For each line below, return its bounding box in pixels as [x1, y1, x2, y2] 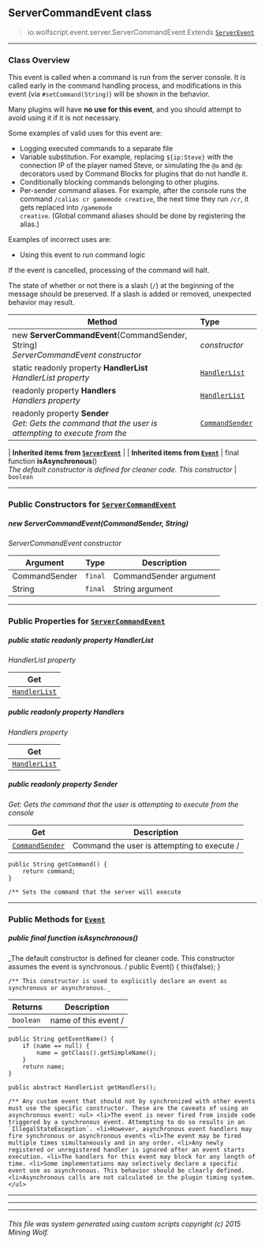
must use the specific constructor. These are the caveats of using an [8, 1104, 248, 1112]
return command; [22, 867, 77, 875]
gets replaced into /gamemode [19, 203, 113, 212]
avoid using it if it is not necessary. [8, 113, 121, 123]
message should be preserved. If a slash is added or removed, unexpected [8, 289, 252, 299]
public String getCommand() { [8, 860, 108, 868]
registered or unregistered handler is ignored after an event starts [8, 1145, 245, 1154]
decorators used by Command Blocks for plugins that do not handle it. [19, 169, 248, 179]
